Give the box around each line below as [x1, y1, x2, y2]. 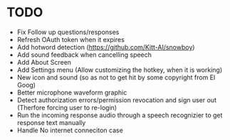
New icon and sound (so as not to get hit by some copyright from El [16, 72, 216, 82]
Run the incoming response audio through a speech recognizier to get [16, 111, 223, 119]
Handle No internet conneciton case [16, 126, 124, 134]
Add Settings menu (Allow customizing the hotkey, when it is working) [16, 65, 223, 74]
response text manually [16, 118, 86, 126]
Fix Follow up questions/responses [16, 28, 120, 36]
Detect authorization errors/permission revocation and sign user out [16, 95, 216, 104]
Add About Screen [16, 58, 72, 66]
